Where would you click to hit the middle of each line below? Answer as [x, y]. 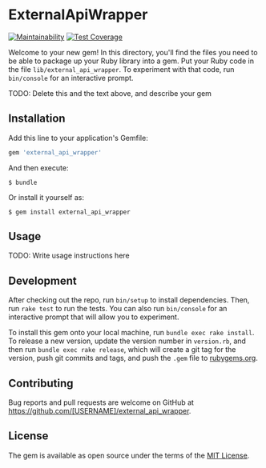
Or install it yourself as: [46, 197]
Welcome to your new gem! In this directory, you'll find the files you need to [133, 52]
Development [43, 280]
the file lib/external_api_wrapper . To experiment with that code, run [121, 69]
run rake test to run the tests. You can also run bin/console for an [118, 309]
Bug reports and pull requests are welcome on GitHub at [101, 402]
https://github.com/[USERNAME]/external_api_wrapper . [100, 411]
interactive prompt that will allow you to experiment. [94, 317]
